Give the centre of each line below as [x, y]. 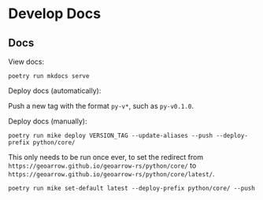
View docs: [26, 61]
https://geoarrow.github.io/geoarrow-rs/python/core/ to [102, 165]
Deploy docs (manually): [48, 121]
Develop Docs [54, 14]
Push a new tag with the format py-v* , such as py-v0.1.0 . [101, 106]
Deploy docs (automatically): [55, 91]
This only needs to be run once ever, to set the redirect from [106, 157]
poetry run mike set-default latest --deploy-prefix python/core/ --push [132, 188]
